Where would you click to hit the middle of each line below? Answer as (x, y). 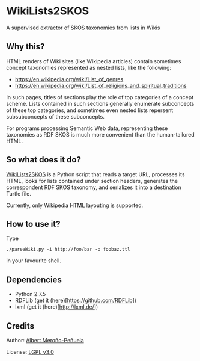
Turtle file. (19, 193)
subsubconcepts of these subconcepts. (56, 116)
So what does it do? (44, 160)
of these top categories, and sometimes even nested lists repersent (90, 110)
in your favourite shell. (34, 261)
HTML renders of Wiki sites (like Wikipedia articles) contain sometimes (94, 61)
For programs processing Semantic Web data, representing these (87, 128)
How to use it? (33, 224)
